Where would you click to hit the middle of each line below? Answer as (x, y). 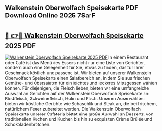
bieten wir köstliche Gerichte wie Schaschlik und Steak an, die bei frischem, (81, 104)
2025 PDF (20, 46)
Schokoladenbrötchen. (28, 124)
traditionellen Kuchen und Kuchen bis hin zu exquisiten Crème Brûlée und (79, 119)
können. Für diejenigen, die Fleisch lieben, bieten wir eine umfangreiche (77, 88)
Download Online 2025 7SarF (50, 16)
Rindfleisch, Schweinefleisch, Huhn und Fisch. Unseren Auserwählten (75, 98)
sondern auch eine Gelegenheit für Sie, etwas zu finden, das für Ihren (75, 68)
